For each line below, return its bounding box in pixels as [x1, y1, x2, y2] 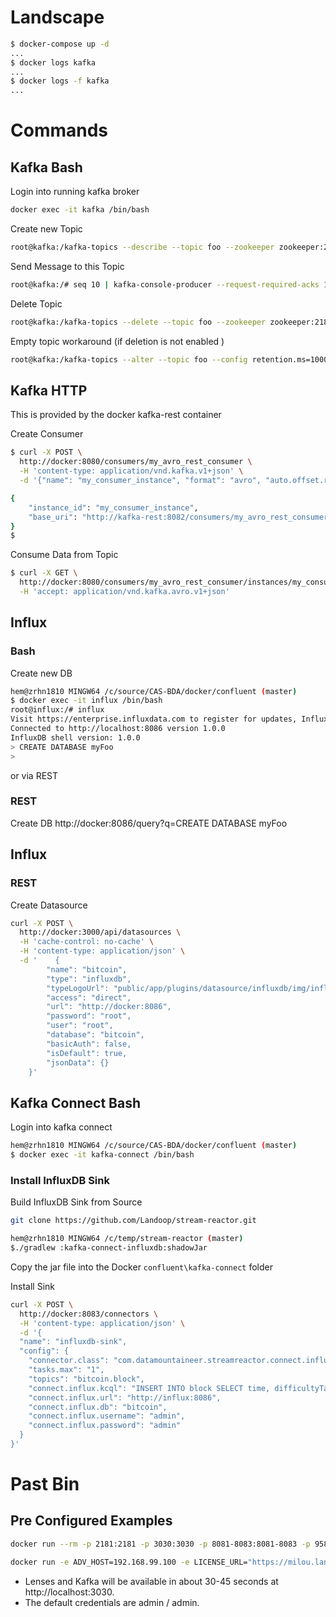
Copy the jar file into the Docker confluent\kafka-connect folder [10, 1261, 273, 1273]
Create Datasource [10, 899, 88, 911]
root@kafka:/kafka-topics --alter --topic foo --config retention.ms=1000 [10, 354, 329, 365]
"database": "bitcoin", [46, 1030, 145, 1040]
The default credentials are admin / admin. [24, 1596, 200, 1608]
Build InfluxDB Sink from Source [10, 1196, 143, 1208]
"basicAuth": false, [46, 1039, 132, 1049]
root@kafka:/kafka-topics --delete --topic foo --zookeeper [10, 317, 267, 327]
